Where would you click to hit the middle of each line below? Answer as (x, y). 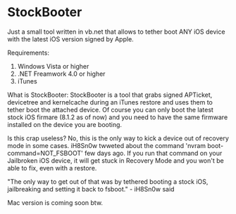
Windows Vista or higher (53, 66)
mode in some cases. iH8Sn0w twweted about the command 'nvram (107, 145)
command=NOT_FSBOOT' (45, 153)
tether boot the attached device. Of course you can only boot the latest (110, 109)
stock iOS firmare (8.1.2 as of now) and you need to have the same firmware (118, 117)
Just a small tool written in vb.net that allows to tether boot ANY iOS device (116, 32)
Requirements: (28, 53)
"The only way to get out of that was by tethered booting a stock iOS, (108, 181)
